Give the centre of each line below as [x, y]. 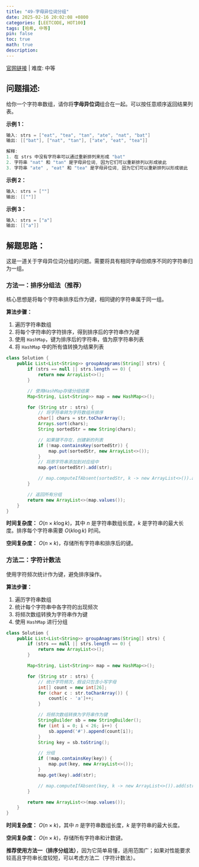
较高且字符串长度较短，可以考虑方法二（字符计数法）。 [72, 858]
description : [22, 50]
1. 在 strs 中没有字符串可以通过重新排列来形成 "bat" [66, 157]
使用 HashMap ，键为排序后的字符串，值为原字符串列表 [79, 340]
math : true [20, 45]
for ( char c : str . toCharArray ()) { [83, 693]
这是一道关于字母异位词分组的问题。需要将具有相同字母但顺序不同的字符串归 [99, 261]
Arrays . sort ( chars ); [63, 424]
